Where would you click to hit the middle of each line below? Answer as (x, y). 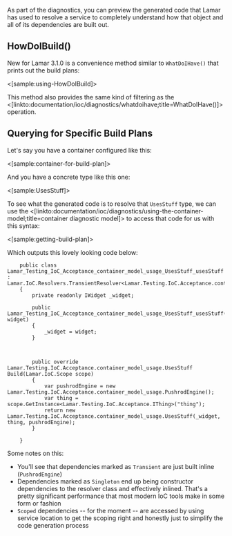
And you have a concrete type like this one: (69, 177)
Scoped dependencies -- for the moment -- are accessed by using (110, 510)
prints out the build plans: (43, 70)
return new (60, 410)
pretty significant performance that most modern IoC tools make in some (121, 496)
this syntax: (23, 226)
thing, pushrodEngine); (41, 422)
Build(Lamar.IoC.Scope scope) (51, 374)
